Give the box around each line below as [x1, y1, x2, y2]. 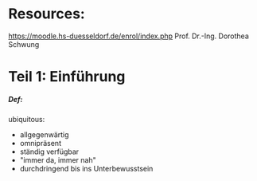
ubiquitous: [8, 115, 45, 124]
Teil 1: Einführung [8, 68, 126, 86]
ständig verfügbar [19, 147, 80, 156]
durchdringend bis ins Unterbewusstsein [19, 164, 154, 174]
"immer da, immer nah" [19, 155, 97, 165]
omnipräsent [19, 139, 62, 148]
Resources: [8, 5, 85, 23]
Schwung [8, 39, 40, 49]
